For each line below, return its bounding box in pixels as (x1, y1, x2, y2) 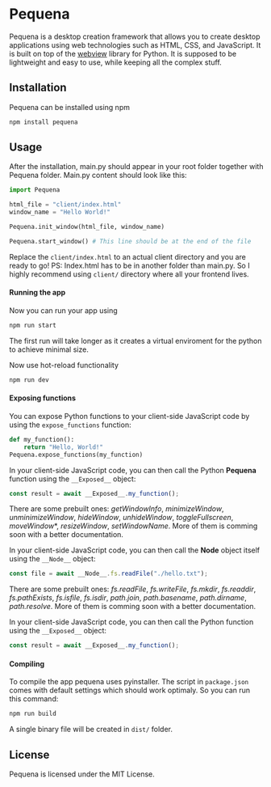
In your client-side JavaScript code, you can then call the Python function (9, 617, 254, 627)
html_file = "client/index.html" (9, 201, 122, 209)
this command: (9, 694, 59, 704)
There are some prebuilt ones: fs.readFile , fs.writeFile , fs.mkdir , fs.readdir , (9, 584, 256, 594)
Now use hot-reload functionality (9, 360, 119, 370)
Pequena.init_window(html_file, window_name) (9, 223, 165, 231)
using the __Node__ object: (9, 554, 96, 564)
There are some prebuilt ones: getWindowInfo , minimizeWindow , (9, 504, 224, 514)
